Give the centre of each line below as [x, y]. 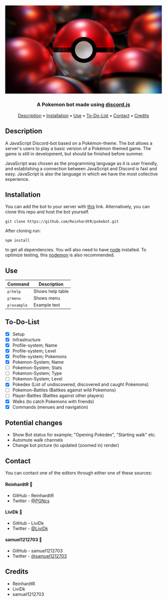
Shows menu [47, 298]
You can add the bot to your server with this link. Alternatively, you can [78, 207]
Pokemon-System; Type [37, 374]
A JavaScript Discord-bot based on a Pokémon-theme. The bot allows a [79, 143]
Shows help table [51, 291]
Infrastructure [26, 339]
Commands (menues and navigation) [50, 407]
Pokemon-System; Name [38, 362]
